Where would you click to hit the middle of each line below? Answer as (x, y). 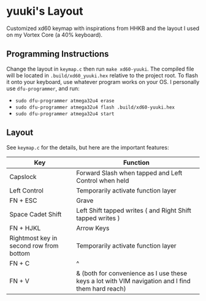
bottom (20, 253)
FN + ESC (24, 200)
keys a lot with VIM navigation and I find (134, 281)
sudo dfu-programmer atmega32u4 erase (65, 101)
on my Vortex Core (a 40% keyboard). (55, 34)
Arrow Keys (93, 228)
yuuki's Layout (45, 11)
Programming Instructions (58, 54)
